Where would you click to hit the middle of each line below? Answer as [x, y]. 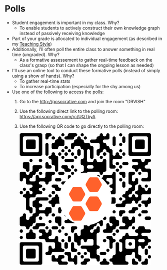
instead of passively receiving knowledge [62, 33]
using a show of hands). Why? [43, 76]
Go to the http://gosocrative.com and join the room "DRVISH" [82, 101]
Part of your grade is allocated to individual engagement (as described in [87, 39]
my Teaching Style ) [32, 44]
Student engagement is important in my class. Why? [65, 23]
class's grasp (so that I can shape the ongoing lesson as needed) [86, 65]
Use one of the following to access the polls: [58, 92]
